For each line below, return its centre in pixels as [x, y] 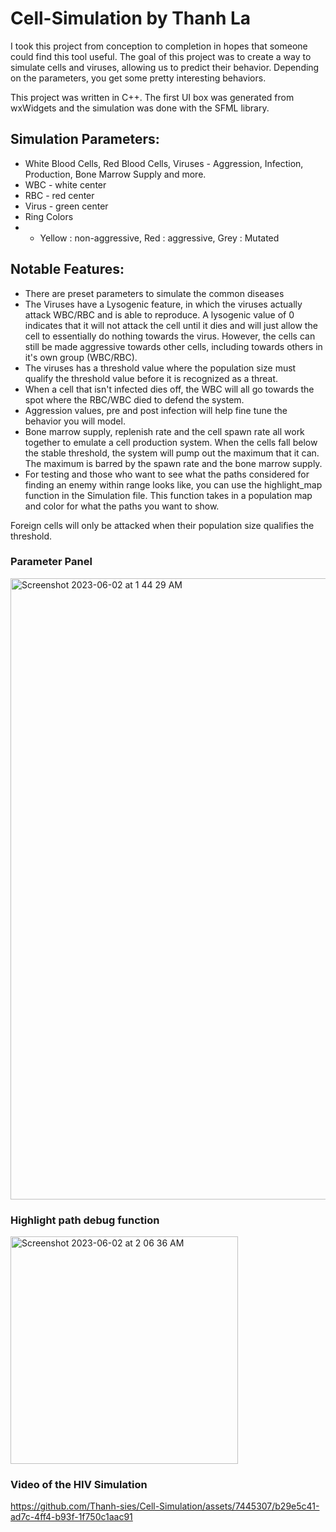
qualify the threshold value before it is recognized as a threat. [151, 378]
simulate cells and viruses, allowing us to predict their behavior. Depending [165, 67]
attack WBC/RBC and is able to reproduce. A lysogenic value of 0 [159, 314]
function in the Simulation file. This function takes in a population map [168, 495]
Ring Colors [49, 216]
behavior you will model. [75, 421]
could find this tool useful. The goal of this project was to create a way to [161, 56]
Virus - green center [66, 206]
